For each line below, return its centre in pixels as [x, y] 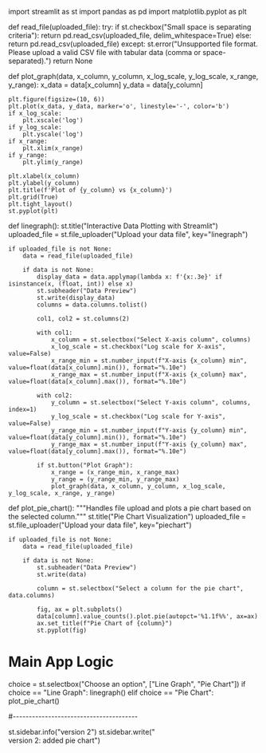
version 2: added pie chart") [55, 740]
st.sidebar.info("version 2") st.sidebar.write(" [82, 731]
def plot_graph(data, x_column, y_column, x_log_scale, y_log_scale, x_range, [133, 76]
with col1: [55, 333]
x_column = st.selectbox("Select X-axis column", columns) [151, 340]
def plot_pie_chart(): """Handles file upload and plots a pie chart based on [130, 508]
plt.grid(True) [33, 197]
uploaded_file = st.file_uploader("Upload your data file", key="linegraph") [128, 234]
